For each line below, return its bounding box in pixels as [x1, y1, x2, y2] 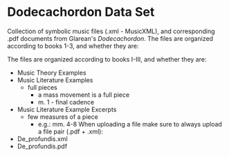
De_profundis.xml [17, 134, 68, 142]
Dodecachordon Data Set [7, 4, 155, 20]
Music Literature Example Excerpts [17, 105, 117, 113]
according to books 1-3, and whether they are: [7, 41, 139, 50]
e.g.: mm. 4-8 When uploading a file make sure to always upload [37, 120, 223, 128]
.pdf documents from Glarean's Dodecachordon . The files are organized [7, 34, 213, 42]
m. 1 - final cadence [37, 98, 95, 106]
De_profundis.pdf [17, 142, 68, 150]
